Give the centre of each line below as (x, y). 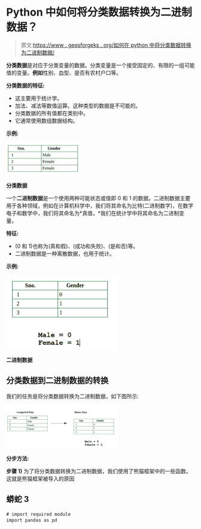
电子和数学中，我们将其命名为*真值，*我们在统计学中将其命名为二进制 (93, 213)
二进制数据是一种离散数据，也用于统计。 (65, 253)
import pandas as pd (32, 520)
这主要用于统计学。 (39, 98)
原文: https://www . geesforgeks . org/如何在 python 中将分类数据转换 (106, 45)
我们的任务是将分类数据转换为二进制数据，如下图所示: (73, 396)
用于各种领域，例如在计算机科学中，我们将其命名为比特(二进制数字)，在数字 (100, 205)
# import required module (38, 514)
